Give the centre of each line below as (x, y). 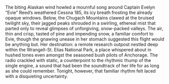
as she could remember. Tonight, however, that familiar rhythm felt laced (80, 71)
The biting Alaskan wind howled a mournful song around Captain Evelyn (80, 7)
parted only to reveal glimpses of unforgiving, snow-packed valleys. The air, (84, 28)
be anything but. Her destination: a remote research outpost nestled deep (81, 44)
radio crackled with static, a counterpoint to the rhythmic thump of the (78, 60)
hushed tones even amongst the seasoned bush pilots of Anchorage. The (81, 55)
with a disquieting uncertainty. (37, 76)
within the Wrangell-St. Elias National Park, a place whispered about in (78, 50)
